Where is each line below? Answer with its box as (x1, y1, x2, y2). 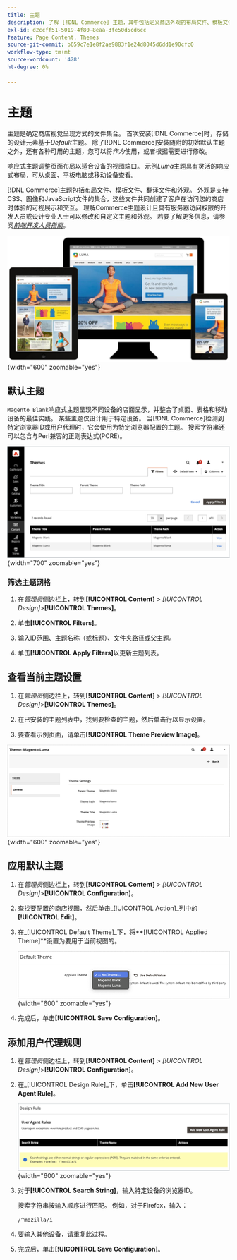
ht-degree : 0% (7, 63, 49, 71)
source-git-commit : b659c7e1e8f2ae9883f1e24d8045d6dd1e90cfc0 (7, 41, 194, 49)
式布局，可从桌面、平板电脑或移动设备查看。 (7, 170, 138, 179)
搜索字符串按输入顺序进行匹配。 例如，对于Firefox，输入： (17, 1201, 188, 1210)
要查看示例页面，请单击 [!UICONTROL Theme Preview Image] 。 (17, 730, 204, 739)
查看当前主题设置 (7, 671, 82, 684)
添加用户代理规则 (7, 1036, 82, 1048)
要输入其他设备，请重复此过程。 (17, 1230, 111, 1238)
